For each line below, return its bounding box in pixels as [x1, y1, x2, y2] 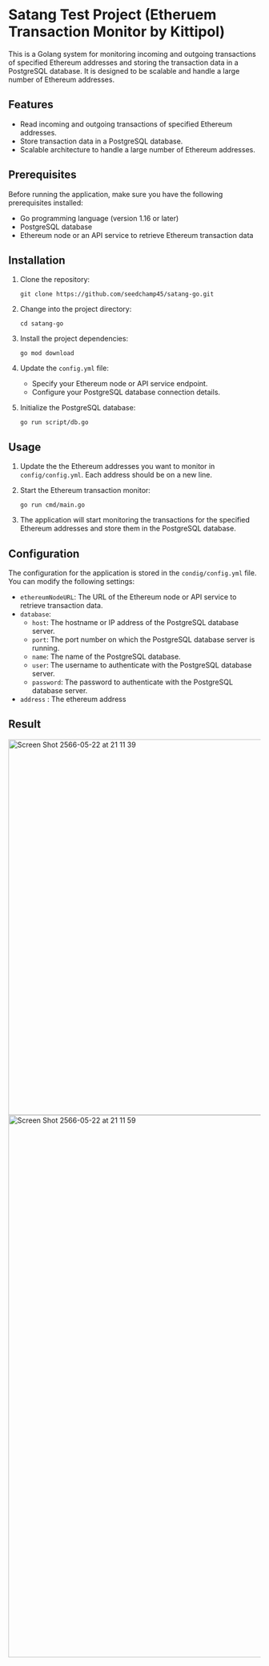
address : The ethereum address [19, 695, 126, 704]
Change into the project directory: [19, 305, 132, 314]
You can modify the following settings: [8, 577, 134, 586]
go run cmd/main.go [19, 501, 86, 510]
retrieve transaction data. [19, 601, 103, 610]
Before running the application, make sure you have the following [8, 189, 223, 199]
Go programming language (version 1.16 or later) [19, 213, 179, 223]
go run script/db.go [19, 418, 89, 426]
